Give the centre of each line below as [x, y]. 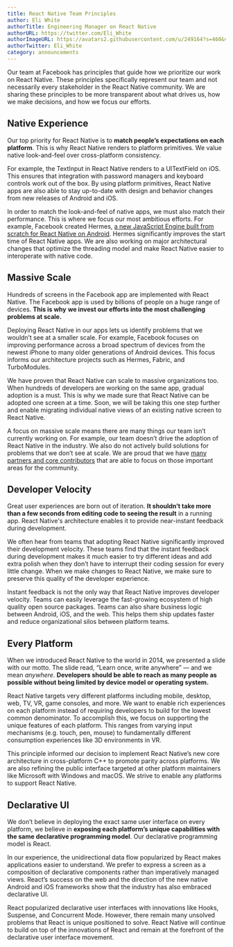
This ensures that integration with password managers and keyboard [105, 176]
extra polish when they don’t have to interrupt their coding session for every [116, 564]
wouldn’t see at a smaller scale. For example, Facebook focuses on [103, 337]
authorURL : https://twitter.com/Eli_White [69, 33]
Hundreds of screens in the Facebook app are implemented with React [108, 294]
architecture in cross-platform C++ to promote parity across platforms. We [114, 761]
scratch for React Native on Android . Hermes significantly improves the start [116, 233]
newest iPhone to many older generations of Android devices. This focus [111, 352]
